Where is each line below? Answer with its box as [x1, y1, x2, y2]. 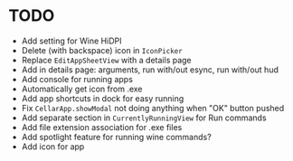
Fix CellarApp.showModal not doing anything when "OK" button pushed [21, 102, 285, 113]
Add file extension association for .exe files [21, 121, 183, 132]
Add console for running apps [21, 73, 133, 84]
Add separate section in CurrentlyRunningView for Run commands [21, 112, 268, 123]
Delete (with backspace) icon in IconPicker [21, 44, 183, 55]
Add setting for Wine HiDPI [21, 35, 122, 46]
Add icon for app [21, 141, 85, 152]
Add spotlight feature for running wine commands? [21, 131, 212, 142]
